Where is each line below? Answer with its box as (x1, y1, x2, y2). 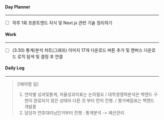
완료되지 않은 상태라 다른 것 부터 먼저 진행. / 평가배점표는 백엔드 (33, 98, 155, 103)
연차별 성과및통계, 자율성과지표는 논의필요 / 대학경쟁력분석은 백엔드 (24, 91, 153, 97)
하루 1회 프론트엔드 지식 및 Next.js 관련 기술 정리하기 (12, 20, 113, 26)
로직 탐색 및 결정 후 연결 (17, 54, 63, 60)
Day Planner (5, 4, 31, 10)
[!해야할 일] (17, 81, 39, 87)
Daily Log (5, 65, 25, 71)
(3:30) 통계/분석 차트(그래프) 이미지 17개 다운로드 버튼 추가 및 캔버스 (12, 47, 143, 53)
